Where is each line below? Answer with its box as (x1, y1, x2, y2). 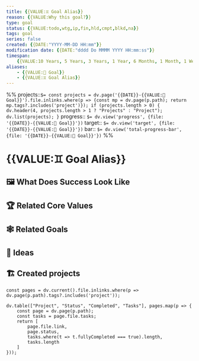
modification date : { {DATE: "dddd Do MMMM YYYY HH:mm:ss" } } (6, 47, 155, 53)
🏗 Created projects (6, 269, 81, 279)
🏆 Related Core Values (6, 201, 93, 211)
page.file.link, (27, 324, 68, 330)
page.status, (27, 328, 60, 335)
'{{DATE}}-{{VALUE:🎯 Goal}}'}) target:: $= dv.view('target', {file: (6, 119, 175, 126)
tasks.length (27, 339, 60, 345)
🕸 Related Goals (6, 225, 68, 235)
